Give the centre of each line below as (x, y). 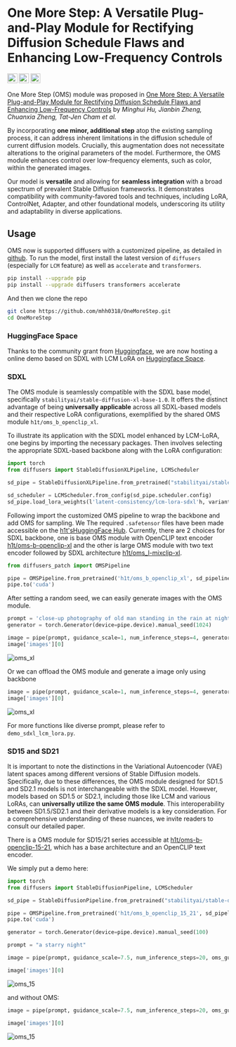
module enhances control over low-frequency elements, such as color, (110, 160)
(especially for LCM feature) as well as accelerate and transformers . (104, 266)
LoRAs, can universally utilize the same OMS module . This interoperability (116, 804)
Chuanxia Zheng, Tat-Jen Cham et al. (62, 117)
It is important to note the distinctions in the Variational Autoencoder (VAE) (115, 766)
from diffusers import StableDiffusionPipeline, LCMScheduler (100, 887)
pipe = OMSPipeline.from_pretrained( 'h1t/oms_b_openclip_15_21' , (105, 913)
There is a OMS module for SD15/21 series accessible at (88, 840)
